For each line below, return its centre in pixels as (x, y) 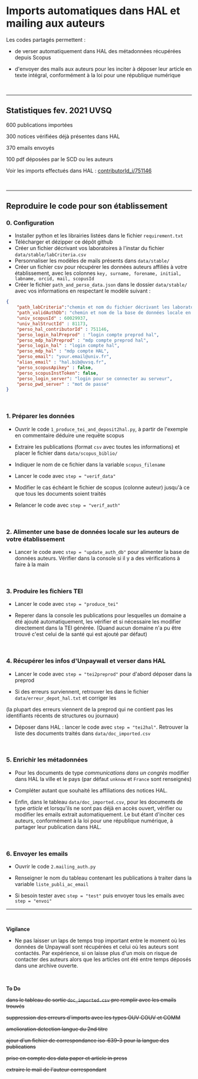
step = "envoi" (33, 901)
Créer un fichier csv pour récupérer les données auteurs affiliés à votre (101, 267)
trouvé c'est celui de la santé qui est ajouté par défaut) (81, 634)
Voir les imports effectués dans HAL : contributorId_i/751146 (79, 170)
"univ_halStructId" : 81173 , (52, 324)
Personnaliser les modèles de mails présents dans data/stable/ (92, 261)
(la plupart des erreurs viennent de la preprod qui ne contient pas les (90, 709)
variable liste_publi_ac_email (52, 884)
